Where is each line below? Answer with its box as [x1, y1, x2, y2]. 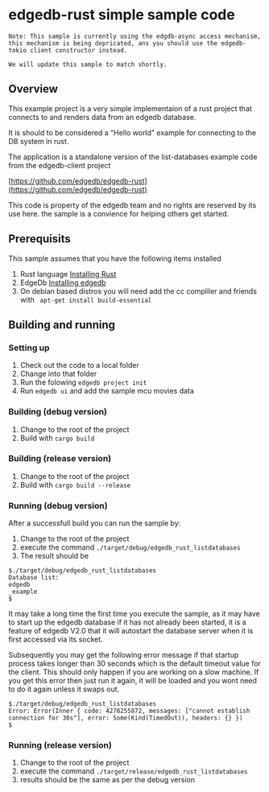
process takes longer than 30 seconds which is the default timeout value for [8, 658, 262, 669]
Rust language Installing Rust [19, 269, 117, 278]
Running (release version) [8, 740, 113, 751]
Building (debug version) [8, 406, 107, 418]
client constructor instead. [29, 46, 128, 54]
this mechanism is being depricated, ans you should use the [8, 39, 218, 47]
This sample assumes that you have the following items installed [8, 254, 221, 263]
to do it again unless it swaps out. [8, 684, 120, 694]
